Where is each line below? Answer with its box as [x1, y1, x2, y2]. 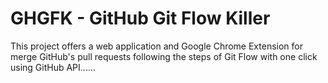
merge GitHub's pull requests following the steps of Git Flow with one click [10, 50, 318, 62]
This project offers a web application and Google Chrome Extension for [10, 40, 303, 52]
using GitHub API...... [10, 61, 97, 73]
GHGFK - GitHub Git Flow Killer [10, 7, 271, 30]
